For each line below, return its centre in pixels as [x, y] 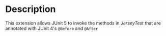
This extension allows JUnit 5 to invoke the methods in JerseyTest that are [83, 23]
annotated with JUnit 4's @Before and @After [52, 28]
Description [31, 9]
